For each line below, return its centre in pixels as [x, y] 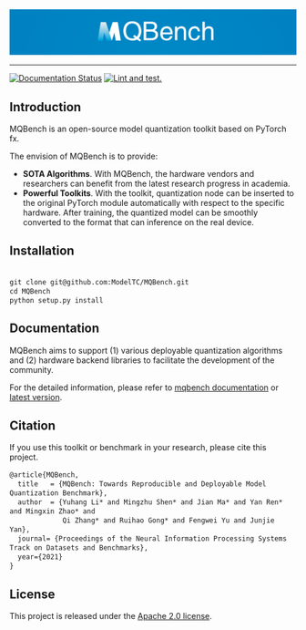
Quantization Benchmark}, [58, 493]
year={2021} [41, 557]
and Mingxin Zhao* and [52, 511]
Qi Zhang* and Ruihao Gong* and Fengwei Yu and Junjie [168, 521]
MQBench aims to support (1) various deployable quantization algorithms [146, 350]
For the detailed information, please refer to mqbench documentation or [144, 387]
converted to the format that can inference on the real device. [138, 222]
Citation [33, 426]
